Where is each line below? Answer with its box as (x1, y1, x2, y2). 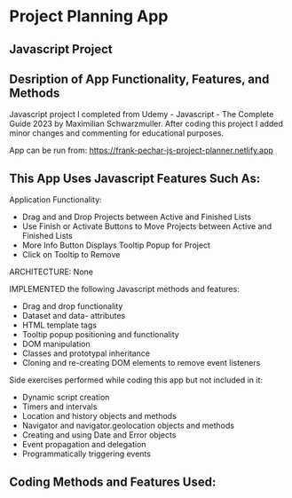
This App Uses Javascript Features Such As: (9, 170, 261, 186)
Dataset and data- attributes (21, 311, 126, 321)
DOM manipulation (21, 339, 91, 350)
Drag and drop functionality (21, 301, 123, 312)
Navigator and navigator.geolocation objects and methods (21, 420, 235, 431)
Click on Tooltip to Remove (21, 249, 121, 260)
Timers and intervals (21, 401, 98, 412)
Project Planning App (9, 6, 169, 27)
